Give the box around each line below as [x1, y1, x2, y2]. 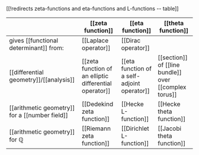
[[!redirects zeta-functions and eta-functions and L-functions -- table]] [6, 5, 179, 12]
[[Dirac [121, 37, 141, 44]
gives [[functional [9, 37, 58, 44]
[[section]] [158, 53, 188, 62]
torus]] [158, 91, 177, 98]
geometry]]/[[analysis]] [9, 76, 75, 83]
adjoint [121, 79, 140, 88]
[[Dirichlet [121, 124, 149, 133]
